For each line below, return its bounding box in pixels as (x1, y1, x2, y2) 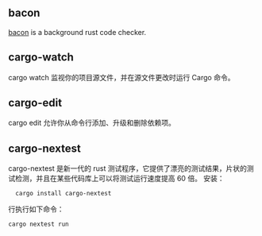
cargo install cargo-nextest (15, 190, 112, 198)
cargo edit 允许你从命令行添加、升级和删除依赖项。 (8, 118, 176, 128)
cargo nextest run (8, 220, 69, 229)
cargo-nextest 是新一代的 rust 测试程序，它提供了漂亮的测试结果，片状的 (8, 164, 248, 173)
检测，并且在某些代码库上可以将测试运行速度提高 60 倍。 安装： (14, 174, 225, 184)
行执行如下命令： (8, 204, 64, 214)
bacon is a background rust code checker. (8, 27, 147, 37)
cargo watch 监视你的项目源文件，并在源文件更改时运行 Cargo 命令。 (8, 72, 235, 82)
